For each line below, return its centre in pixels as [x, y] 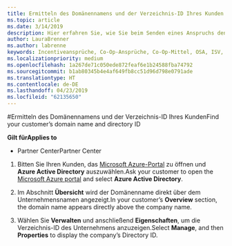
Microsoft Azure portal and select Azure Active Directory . [100, 179]
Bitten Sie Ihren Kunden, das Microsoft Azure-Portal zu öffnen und [112, 164]
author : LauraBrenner [38, 39]
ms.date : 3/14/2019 [35, 26]
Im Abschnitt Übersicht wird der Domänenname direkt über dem [109, 192]
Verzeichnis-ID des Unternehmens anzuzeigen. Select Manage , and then [120, 228]
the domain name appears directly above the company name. [104, 207]
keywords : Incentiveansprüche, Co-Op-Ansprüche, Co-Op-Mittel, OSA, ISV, [116, 53]
